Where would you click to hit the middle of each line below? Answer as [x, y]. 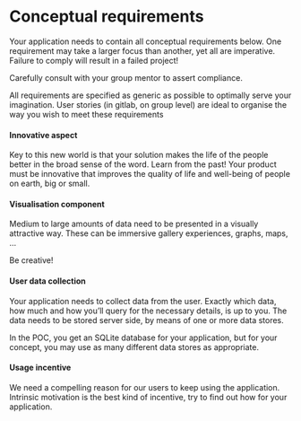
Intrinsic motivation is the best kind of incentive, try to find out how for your [148, 397]
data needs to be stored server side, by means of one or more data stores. [146, 320]
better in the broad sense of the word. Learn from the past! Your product [143, 164]
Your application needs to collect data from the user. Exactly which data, [143, 301]
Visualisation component [57, 204]
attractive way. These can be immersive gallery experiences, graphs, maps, [149, 233]
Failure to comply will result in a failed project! [94, 60]
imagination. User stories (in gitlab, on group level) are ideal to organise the [148, 104]
